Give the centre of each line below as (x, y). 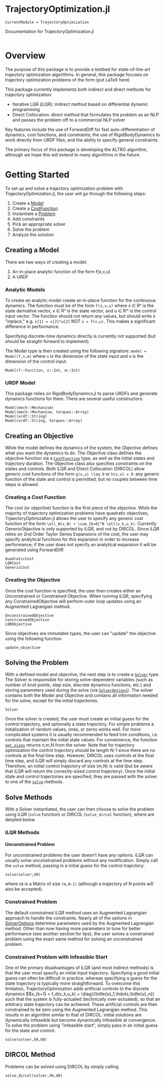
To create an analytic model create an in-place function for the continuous (81, 300)
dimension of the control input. (36, 361)
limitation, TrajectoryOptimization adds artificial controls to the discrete (77, 988)
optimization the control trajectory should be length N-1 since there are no (80, 750)
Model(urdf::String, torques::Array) (44, 421)
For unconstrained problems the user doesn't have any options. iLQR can (79, 855)
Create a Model (28, 203)
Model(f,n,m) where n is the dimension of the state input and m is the (74, 356)
